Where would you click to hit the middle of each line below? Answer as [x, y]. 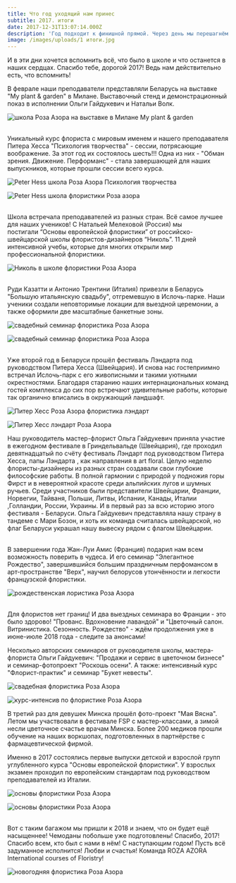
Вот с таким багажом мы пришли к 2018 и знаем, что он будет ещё [108, 828]
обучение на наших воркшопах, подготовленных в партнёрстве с [106, 736]
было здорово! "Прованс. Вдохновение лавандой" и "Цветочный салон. [116, 622]
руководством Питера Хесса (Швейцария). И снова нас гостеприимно [114, 368]
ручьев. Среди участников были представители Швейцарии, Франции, [114, 491]
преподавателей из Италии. [49, 780]
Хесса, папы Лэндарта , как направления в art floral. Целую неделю [110, 461]
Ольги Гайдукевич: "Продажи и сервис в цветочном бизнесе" [131, 658]
